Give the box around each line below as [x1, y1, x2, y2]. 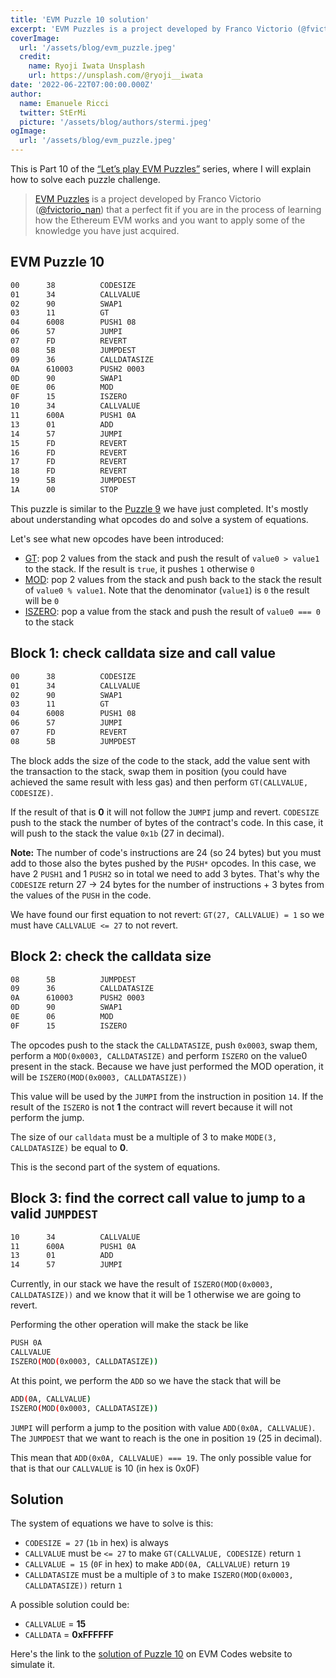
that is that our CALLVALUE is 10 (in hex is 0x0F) [10, 1462, 200, 1474]
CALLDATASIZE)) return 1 [24, 1579, 123, 1591]
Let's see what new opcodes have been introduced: [10, 532, 224, 545]
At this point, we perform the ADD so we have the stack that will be [10, 1374, 282, 1386]
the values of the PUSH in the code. [10, 889, 152, 901]
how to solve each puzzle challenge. [10, 174, 161, 185]
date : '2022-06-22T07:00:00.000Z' [10, 80, 155, 90]
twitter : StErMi [19, 107, 87, 118]
